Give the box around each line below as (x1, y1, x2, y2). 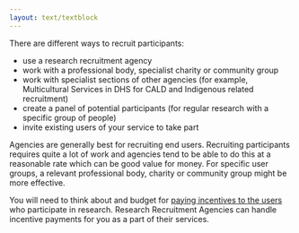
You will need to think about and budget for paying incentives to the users (9, 194, 283, 205)
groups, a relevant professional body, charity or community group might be (9, 168, 287, 178)
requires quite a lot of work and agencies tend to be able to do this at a (9, 149, 271, 160)
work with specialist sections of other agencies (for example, (22, 73, 249, 85)
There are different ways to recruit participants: (9, 38, 185, 48)
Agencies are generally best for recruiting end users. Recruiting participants (9, 139, 290, 150)
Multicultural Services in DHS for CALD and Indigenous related (22, 83, 254, 94)
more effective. (9, 177, 66, 188)
